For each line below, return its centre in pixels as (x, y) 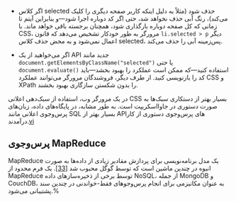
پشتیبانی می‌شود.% (34, 191)
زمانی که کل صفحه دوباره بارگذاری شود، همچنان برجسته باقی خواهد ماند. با (118, 26)
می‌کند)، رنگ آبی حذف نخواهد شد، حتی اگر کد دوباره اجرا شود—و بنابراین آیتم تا (123, 18)
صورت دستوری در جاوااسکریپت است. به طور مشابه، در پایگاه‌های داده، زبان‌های (113, 106)
